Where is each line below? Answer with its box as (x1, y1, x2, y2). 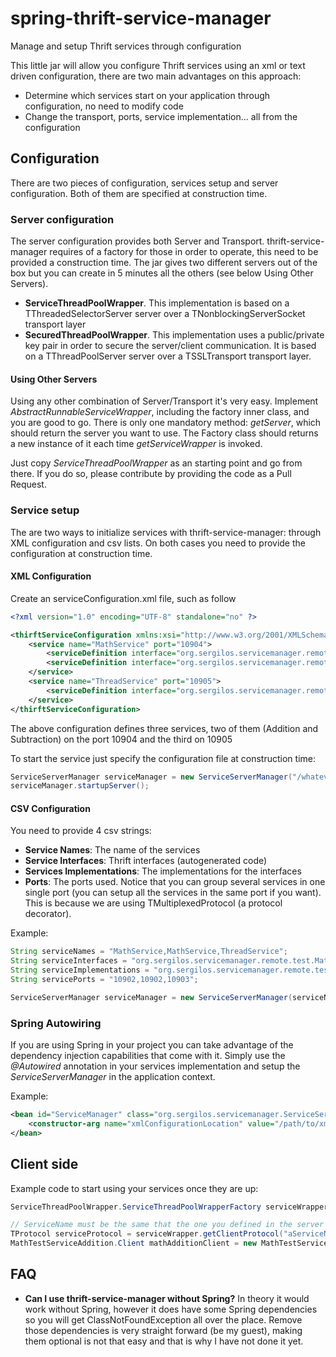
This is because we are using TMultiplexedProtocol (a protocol (24, 897, 283, 909)
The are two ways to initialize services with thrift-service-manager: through (10, 526, 322, 538)
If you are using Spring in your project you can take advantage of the (10, 1039, 294, 1051)
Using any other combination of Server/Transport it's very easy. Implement (10, 395, 319, 407)
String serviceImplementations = (10, 965, 150, 976)
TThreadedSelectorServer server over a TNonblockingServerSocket (24, 308, 306, 320)
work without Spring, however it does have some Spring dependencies (24, 1303, 318, 1315)
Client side (10, 1156, 79, 1173)
